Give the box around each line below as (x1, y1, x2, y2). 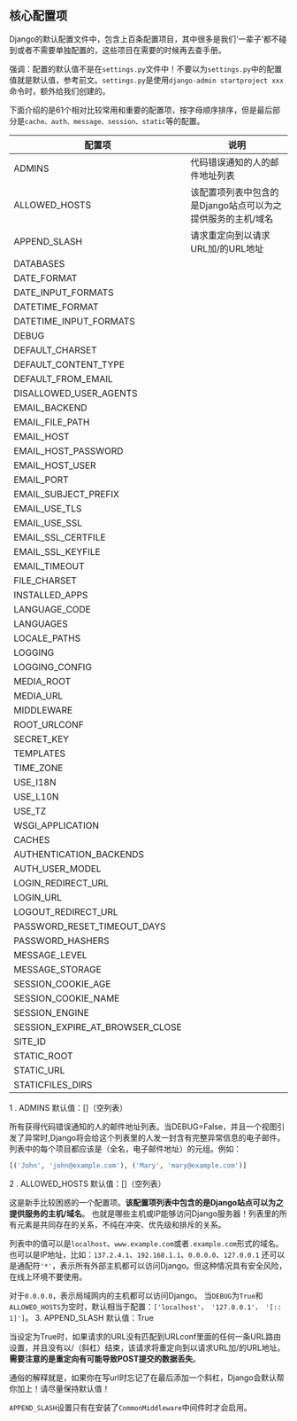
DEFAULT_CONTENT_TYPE (13, 358, 126, 371)
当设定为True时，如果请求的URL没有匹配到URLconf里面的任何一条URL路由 (9, 1331, 281, 1341)
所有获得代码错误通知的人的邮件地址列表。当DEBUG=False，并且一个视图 (9, 1120, 278, 1132)
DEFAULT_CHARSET (13, 344, 97, 356)
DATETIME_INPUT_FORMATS (13, 315, 135, 327)
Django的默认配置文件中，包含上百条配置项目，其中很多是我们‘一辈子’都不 (9, 34, 279, 44)
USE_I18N (13, 776, 57, 788)
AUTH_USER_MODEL (13, 863, 102, 875)
